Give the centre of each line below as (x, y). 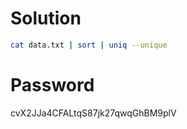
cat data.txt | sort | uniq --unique (89, 45)
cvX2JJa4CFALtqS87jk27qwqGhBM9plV (93, 113)
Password (52, 85)
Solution (46, 18)
